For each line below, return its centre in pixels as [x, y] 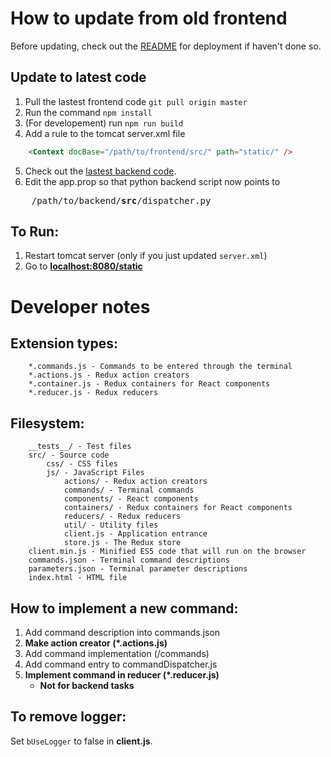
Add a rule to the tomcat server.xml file [105, 133]
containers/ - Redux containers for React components [178, 508]
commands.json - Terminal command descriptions [129, 560]
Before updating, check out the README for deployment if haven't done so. [166, 46]
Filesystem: [47, 423]
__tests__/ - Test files [80, 447]
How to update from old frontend [149, 18]
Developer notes [80, 306]
